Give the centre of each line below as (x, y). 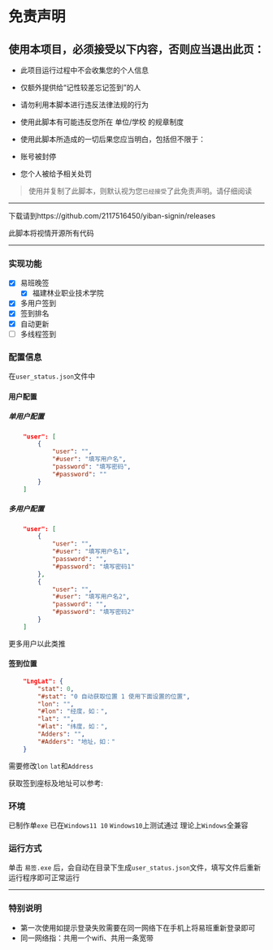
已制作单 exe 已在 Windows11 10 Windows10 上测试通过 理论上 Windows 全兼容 (128, 825)
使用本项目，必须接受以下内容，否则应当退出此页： (136, 49)
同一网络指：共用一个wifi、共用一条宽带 (87, 938)
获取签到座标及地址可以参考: (56, 783)
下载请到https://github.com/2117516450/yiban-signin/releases (112, 216)
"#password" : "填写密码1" (93, 566)
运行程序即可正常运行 (44, 878)
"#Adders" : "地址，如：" (76, 741)
